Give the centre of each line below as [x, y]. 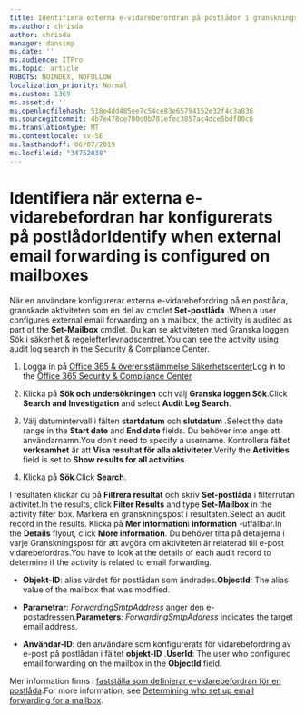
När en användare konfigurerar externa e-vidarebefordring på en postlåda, [149, 300]
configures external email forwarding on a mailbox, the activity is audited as [151, 320]
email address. [50, 626]
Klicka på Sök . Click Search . [74, 477]
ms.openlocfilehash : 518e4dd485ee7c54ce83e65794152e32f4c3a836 [132, 111]
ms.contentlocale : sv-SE [56, 136]
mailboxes [49, 275]
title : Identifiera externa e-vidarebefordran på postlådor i [129, 18]
